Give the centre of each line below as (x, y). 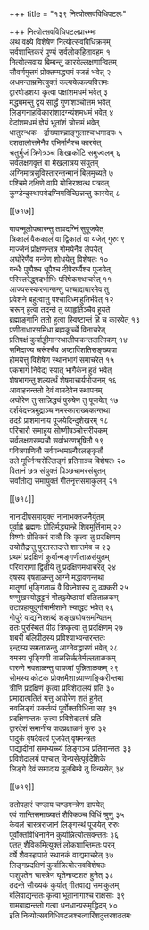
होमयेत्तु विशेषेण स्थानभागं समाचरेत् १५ (62, 360)
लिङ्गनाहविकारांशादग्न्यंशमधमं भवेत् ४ (62, 112)
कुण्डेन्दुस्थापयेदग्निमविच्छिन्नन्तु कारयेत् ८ (65, 193)
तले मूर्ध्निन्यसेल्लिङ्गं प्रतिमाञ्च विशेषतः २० (68, 461)
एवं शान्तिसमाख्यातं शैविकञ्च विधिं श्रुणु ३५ (67, 814)
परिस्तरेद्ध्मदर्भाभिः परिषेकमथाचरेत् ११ (61, 279)
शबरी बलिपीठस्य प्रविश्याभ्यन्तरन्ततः (57, 637)
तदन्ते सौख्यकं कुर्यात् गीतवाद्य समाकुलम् (64, 885)
